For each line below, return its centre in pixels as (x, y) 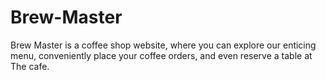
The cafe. (30, 66)
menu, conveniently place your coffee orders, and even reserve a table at (161, 55)
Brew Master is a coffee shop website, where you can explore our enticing (163, 45)
